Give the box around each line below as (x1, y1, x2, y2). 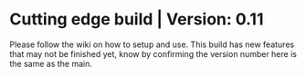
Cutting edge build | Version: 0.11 (9, 9, 264, 30)
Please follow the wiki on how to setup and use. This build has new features (9, 39, 295, 50)
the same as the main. (9, 58, 93, 69)
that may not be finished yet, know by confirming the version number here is (9, 48, 297, 59)
